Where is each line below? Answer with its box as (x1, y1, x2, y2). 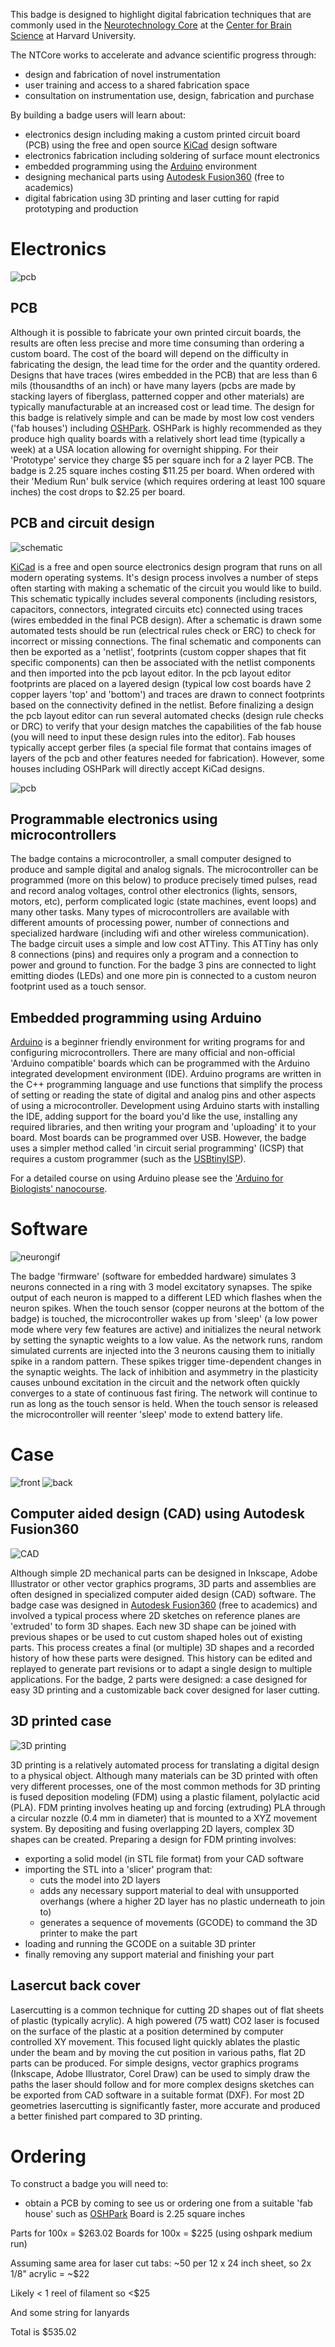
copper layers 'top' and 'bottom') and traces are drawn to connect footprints (10, 688, 325, 700)
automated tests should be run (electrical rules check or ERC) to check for (10, 624, 317, 636)
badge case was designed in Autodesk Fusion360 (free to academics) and (10, 1599, 318, 1611)
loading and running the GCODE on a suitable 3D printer (24, 1937, 257, 1949)
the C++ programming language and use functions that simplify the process (10, 1079, 323, 1091)
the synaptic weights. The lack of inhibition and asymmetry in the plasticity (10, 1366, 319, 1378)
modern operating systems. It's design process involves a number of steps (10, 571, 319, 583)
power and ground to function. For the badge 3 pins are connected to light (10, 959, 317, 971)
